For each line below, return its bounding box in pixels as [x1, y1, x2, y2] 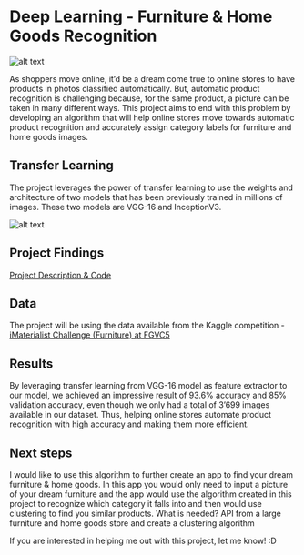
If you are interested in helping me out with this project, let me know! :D [9, 535, 278, 546]
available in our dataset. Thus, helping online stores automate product [9, 409, 271, 420]
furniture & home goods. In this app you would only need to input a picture [9, 479, 289, 489]
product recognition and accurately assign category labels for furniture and [9, 121, 292, 133]
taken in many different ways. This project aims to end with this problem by [9, 102, 291, 113]
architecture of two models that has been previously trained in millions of [9, 191, 284, 202]
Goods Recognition [9, 25, 157, 46]
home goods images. [9, 131, 88, 142]
